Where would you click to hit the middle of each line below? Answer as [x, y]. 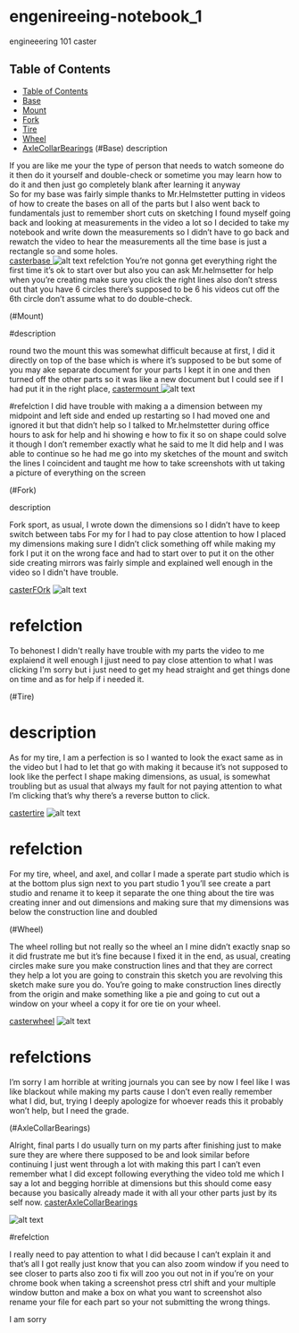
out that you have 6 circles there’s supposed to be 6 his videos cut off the [144, 289]
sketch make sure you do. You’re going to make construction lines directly [145, 984]
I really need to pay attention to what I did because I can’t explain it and [140, 1254]
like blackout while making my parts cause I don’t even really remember [141, 1091]
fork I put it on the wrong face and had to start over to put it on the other [142, 553]
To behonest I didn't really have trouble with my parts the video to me [137, 650]
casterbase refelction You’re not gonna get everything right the [143, 261]
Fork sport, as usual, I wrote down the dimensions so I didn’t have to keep [145, 525]
